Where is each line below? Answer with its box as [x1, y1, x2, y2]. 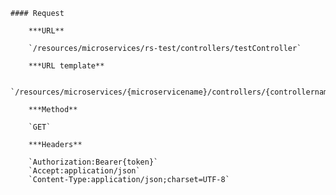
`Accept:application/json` [28, 166, 141, 176]
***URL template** [28, 61, 105, 71]
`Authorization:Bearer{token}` [28, 157, 159, 167]
